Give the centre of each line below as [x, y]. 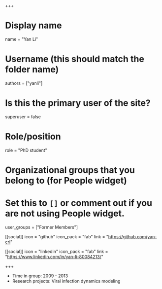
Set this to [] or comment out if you [79, 203]
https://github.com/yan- [132, 236]
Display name [33, 26]
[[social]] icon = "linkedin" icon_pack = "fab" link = [57, 251]
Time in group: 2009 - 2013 [40, 276]
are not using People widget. [65, 213]
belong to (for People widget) [66, 180]
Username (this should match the [75, 59]
